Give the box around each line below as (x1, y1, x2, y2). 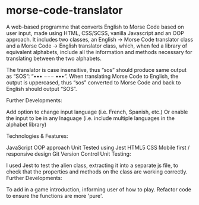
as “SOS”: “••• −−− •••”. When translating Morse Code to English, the (6, 72, 179, 80)
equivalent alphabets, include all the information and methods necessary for (6, 48, 192, 55)
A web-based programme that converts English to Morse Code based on (6, 23, 184, 30)
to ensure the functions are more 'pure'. (6, 192, 103, 199)
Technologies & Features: (6, 132, 68, 140)
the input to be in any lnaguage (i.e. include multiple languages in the (6, 114, 175, 122)
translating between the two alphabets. (6, 55, 102, 62)
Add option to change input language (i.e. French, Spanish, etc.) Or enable (6, 108, 188, 115)
